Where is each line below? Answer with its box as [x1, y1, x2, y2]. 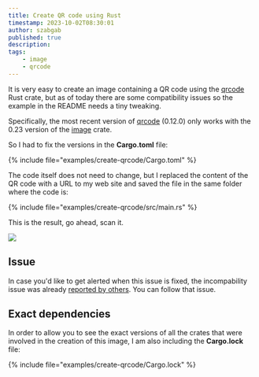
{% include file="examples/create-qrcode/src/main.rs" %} [8, 202, 198, 212]
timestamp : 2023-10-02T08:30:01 [8, 19, 114, 27]
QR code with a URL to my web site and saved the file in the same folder [8, 179, 242, 188]
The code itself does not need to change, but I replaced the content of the [8, 170, 249, 179]
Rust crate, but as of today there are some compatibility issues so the [8, 92, 234, 102]
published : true [8, 33, 61, 42]
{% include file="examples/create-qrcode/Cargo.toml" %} [8, 155, 197, 164]
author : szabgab [8, 26, 61, 34]
